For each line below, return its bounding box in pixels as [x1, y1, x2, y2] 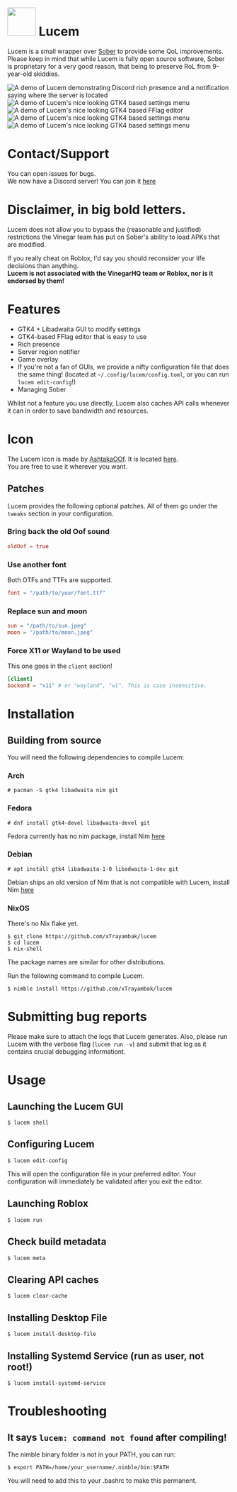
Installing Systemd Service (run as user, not [7, 1349, 204, 1362]
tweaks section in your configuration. [7, 509, 114, 518]
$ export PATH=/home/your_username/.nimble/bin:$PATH [7, 1464, 170, 1471]
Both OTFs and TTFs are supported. [7, 575, 112, 584]
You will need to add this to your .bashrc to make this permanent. [7, 1476, 197, 1485]
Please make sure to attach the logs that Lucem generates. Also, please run [7, 1032, 228, 1041]
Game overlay [17, 355, 59, 363]
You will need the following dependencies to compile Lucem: [7, 752, 185, 762]
